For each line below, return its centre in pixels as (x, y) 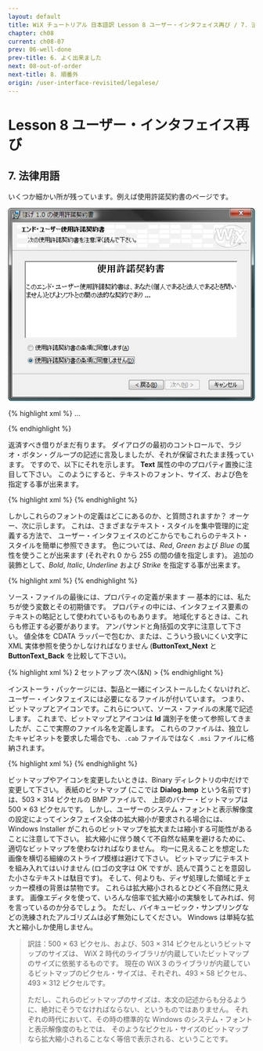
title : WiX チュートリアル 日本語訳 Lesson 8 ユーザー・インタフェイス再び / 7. (128, 25)
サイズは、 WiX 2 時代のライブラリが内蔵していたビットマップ (149, 953)
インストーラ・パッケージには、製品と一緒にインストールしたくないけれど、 (131, 689)
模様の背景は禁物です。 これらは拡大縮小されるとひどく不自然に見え (139, 888)
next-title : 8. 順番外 (43, 75)
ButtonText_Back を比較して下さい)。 (69, 655)
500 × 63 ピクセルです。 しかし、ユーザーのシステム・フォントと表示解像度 (131, 809)
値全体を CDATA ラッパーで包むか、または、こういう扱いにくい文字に (136, 636)
